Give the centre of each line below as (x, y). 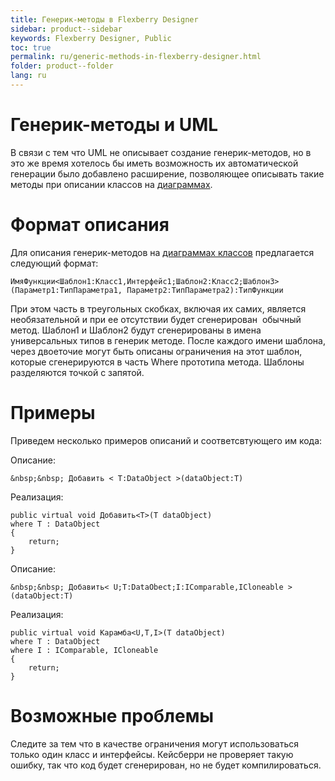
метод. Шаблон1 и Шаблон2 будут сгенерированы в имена (136, 330)
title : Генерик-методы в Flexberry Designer (104, 19)
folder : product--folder (62, 66)
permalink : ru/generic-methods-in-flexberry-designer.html (136, 57)
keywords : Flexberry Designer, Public (91, 38)
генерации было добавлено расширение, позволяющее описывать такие (167, 173)
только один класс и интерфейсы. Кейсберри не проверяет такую (152, 754)
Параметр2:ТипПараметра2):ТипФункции (205, 290)
